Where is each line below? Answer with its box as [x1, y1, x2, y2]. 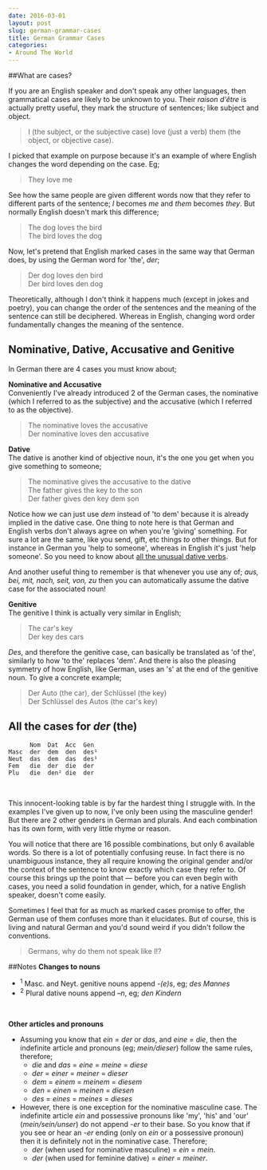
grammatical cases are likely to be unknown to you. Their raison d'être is [8, 95, 247, 104]
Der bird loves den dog [27, 279, 104, 288]
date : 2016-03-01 [8, 11, 66, 20]
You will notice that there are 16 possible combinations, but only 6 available [8, 839, 255, 849]
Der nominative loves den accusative [27, 428, 150, 439]
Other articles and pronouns [8, 1018, 104, 1029]
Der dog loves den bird [27, 270, 104, 280]
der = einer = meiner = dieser [31, 1068, 129, 1077]
